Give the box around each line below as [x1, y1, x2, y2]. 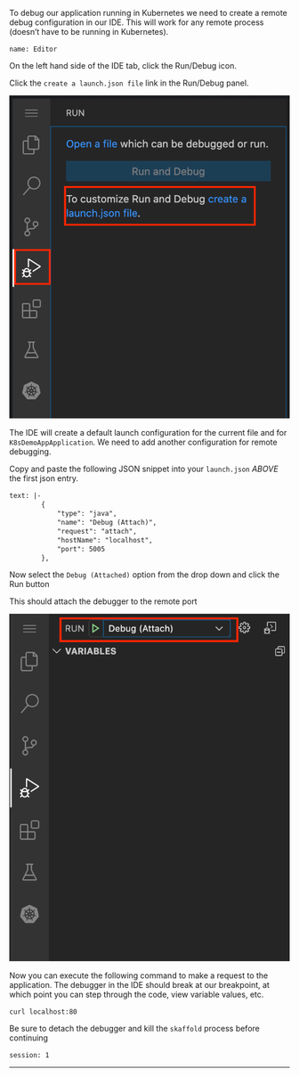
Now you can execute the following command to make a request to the [9, 970, 269, 981]
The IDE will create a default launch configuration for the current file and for [9, 428, 287, 438]
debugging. [9, 446, 52, 457]
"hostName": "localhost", [56, 536, 153, 545]
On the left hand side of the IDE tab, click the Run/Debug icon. [9, 61, 238, 70]
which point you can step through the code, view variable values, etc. [9, 989, 264, 999]
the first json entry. [9, 473, 78, 484]
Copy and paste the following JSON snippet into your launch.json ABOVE [9, 463, 279, 475]
